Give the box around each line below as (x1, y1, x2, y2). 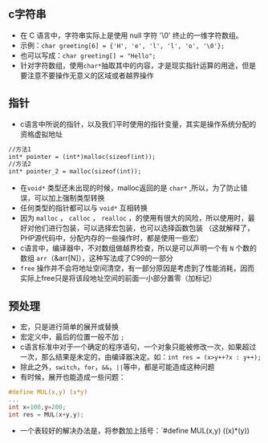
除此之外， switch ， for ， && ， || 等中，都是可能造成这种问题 (19, 362, 215, 372)
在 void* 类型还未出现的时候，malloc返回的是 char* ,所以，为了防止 (19, 183, 241, 193)
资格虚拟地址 (19, 129, 63, 139)
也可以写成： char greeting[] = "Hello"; (19, 51, 156, 60)
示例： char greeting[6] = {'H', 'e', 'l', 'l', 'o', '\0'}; (19, 40, 225, 50)
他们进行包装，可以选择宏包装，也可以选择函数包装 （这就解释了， (34, 223, 254, 233)
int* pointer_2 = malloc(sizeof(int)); (8, 168, 142, 176)
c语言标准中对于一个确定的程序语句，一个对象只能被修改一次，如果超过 (19, 342, 257, 352)
